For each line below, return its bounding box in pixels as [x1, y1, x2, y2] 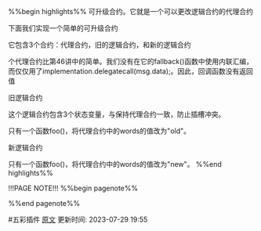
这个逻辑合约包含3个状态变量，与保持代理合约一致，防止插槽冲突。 [8, 110, 226, 119]
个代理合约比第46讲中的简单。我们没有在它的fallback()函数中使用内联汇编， [8, 57, 253, 66]
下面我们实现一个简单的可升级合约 [8, 23, 118, 33]
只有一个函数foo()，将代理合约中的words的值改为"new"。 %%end [8, 160, 222, 168]
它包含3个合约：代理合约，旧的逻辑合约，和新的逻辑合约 [8, 40, 191, 49]
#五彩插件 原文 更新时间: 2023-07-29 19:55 [8, 215, 148, 224]
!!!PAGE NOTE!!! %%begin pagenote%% [8, 183, 139, 193]
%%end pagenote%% [8, 199, 81, 208]
